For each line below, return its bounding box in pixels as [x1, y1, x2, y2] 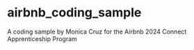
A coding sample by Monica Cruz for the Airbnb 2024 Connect [7, 27, 187, 36]
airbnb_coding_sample [7, 5, 142, 21]
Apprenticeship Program [7, 34, 78, 42]
